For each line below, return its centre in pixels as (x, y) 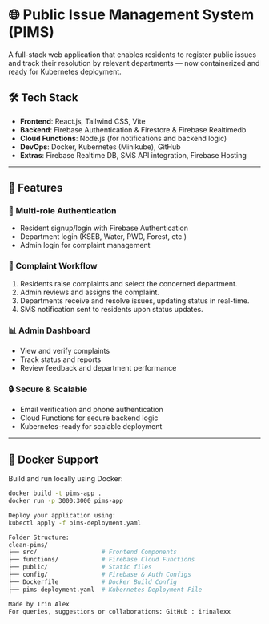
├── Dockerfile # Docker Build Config (93, 582)
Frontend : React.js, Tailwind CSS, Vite (82, 121)
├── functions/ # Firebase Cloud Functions (102, 560)
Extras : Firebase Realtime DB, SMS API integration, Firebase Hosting (133, 155)
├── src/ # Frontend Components (93, 552)
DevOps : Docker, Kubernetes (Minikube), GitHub (100, 147)
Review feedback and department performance (98, 368)
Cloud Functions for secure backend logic (89, 418)
